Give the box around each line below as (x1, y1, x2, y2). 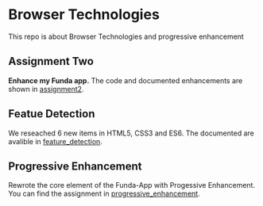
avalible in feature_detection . (8, 136, 103, 146)
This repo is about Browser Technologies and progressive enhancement (8, 32, 244, 41)
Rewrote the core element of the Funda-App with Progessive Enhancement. (8, 181, 256, 190)
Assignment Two (8, 55, 94, 68)
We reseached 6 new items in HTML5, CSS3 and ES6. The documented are (8, 128, 254, 138)
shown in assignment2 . (8, 84, 84, 93)
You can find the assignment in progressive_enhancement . (8, 189, 200, 199)
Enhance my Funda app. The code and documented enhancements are (8, 75, 243, 85)
